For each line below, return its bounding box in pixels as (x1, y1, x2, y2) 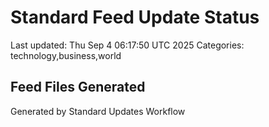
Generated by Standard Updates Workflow (10, 105, 186, 117)
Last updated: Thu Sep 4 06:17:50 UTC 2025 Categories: (10, 39, 245, 51)
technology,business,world (10, 49, 122, 61)
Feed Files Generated (10, 79, 146, 96)
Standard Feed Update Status (10, 6, 260, 29)
